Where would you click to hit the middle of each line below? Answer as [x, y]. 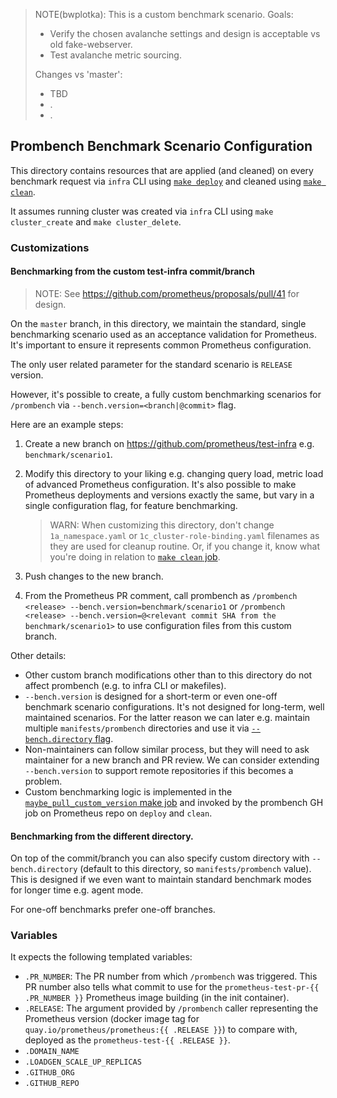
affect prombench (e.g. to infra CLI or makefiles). [125, 685]
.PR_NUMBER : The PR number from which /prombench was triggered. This [171, 976]
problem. [43, 781]
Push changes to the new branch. [94, 576]
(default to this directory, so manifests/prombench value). [195, 869]
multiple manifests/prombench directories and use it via [137, 728]
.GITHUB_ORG [49, 1073]
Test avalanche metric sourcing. [115, 55]
